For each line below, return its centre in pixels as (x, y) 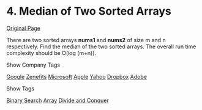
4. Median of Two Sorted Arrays (89, 11)
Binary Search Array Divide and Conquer (58, 100)
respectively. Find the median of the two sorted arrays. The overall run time (101, 46)
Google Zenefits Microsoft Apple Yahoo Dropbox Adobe (77, 76)
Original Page (24, 28)
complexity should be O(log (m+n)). (51, 53)
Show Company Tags (33, 65)
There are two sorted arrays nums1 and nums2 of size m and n (86, 40)
